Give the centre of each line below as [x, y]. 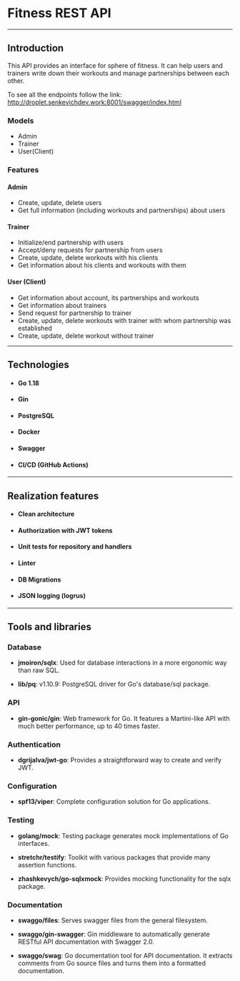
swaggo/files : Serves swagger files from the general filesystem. [113, 920]
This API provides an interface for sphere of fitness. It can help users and [115, 65]
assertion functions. [47, 865]
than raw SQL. [39, 670]
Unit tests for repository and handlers [75, 547]
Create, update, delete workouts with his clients [88, 258]
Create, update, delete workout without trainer [86, 335]
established [35, 328]
